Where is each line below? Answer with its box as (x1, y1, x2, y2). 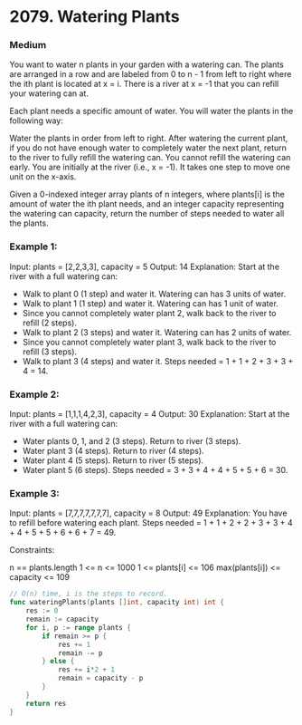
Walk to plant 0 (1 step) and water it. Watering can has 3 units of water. (22, 288, 287, 299)
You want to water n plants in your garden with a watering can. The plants (9, 59, 285, 70)
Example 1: (9, 240, 58, 253)
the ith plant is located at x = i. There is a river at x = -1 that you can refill (9, 79, 279, 90)
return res (25, 699, 67, 708)
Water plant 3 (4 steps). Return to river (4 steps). (22, 446, 205, 457)
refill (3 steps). (22, 346, 78, 357)
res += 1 (57, 640, 91, 649)
